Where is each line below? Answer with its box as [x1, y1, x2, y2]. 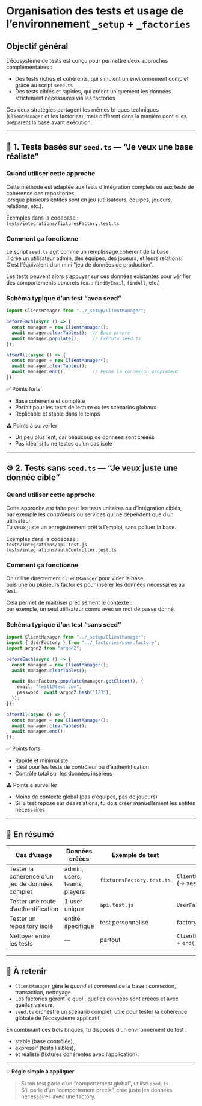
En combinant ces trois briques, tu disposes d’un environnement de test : [6, 1026, 188, 1033]
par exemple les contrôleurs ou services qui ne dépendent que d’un [6, 511, 174, 518]
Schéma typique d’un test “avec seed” [6, 294, 121, 302]
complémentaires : [6, 63, 52, 71]
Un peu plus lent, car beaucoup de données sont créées [14, 433, 155, 441]
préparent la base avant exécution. [6, 119, 92, 126]
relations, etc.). [6, 202, 44, 209]
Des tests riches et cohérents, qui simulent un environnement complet [14, 75, 189, 82]
